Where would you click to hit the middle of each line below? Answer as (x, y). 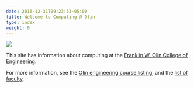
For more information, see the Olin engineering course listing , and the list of (97, 73)
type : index (20, 22)
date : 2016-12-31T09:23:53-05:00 (47, 11)
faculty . (15, 79)
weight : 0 (18, 28)
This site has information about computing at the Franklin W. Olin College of (97, 55)
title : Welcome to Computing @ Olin (51, 17)
